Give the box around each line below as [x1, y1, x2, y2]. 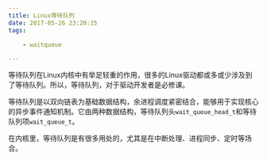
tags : [8, 26, 26, 34]
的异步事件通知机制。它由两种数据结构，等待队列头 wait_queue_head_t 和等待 [8, 107, 257, 116]
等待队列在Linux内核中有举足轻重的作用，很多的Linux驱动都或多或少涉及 [8, 70, 246, 80]
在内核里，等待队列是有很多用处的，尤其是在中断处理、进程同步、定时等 [8, 134, 245, 143]
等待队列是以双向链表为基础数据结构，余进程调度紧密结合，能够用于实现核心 [8, 97, 259, 107]
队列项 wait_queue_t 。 [8, 116, 79, 127]
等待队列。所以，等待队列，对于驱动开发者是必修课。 [14, 80, 189, 90]
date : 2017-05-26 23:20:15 [8, 19, 98, 27]
